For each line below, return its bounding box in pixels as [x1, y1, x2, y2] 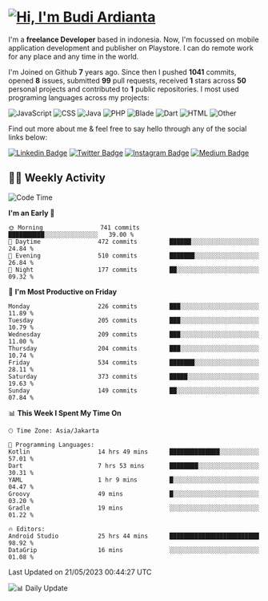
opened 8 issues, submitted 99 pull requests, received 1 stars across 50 [8, 75, 246, 85]
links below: [8, 132, 48, 142]
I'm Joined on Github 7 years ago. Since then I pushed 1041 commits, [8, 67, 237, 76]
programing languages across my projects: [8, 92, 150, 102]
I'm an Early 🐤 [8, 208, 55, 217]
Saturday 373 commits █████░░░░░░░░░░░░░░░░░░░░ [8, 372, 260, 380]
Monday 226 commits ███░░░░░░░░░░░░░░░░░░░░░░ [8, 302, 260, 311]
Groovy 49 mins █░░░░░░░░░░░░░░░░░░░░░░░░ [8, 489, 260, 497]
